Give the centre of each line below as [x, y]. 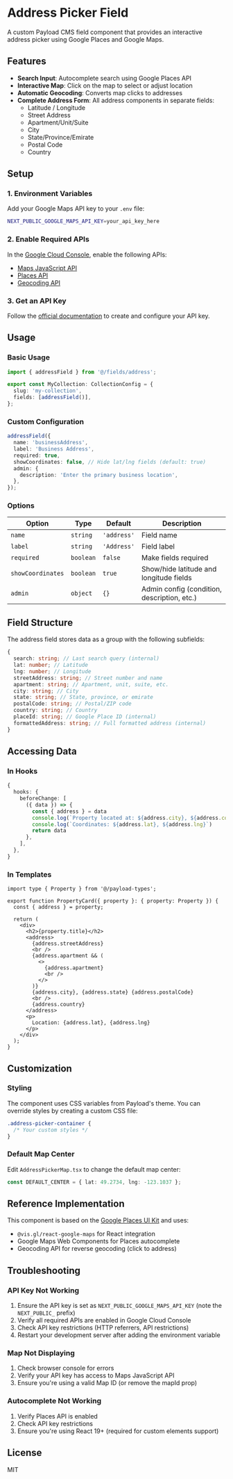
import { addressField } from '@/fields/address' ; [82, 372]
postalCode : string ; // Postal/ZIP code [72, 704]
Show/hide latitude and [179, 569]
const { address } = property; [59, 907]
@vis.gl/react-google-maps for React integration [86, 1234]
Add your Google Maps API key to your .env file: [76, 209]
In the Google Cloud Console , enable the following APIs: [87, 254]
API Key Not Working [43, 1290]
